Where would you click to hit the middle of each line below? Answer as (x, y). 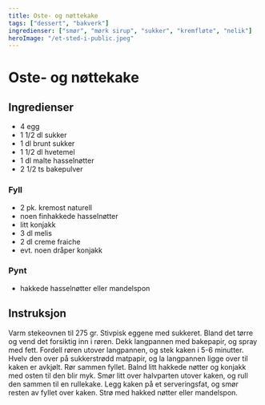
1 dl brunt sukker (47, 144)
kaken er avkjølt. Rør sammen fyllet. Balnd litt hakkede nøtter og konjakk (127, 367)
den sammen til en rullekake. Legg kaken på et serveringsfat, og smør (123, 384)
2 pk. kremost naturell (56, 207)
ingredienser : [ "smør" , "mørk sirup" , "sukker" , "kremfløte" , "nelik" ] (130, 30)
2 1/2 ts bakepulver (51, 169)
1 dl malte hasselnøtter (57, 160)
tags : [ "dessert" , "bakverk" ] (59, 23)
